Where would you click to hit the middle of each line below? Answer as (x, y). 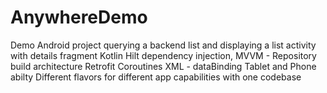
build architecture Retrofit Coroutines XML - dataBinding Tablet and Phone (163, 66)
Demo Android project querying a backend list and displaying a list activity (163, 45)
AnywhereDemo (79, 17)
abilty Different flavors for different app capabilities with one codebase (156, 77)
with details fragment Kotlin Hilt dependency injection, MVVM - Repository (163, 55)
